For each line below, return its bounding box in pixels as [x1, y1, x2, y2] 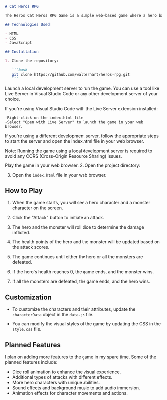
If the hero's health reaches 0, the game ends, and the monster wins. [12, 269, 154, 275]
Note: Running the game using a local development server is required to [5, 148, 153, 154]
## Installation [5, 49, 39, 54]
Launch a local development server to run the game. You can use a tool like [5, 85, 160, 91]
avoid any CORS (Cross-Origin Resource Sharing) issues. [5, 153, 122, 159]
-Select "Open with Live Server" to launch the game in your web [5, 119, 143, 125]
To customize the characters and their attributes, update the [12, 306, 136, 312]
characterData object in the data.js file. [12, 312, 94, 318]
